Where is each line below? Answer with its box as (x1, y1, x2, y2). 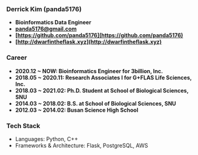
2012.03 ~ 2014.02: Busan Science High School (15, 106, 138, 114)
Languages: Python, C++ (15, 135, 78, 142)
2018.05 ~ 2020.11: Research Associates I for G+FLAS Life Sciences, (15, 74, 192, 81)
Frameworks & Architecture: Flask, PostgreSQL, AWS (15, 142, 148, 149)
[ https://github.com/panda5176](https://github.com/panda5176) (15, 32, 183, 39)
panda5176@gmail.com (15, 25, 77, 32)
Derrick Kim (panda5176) (6, 5, 82, 13)
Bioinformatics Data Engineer (15, 19, 91, 26)
